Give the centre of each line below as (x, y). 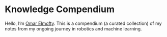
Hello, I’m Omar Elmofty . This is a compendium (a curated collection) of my (83, 23)
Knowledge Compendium (60, 9)
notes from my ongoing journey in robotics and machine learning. (73, 28)
